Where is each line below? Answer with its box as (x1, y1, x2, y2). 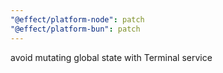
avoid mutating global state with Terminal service (10, 51, 213, 63)
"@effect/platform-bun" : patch (10, 24, 141, 34)
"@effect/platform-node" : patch (10, 14, 145, 25)
